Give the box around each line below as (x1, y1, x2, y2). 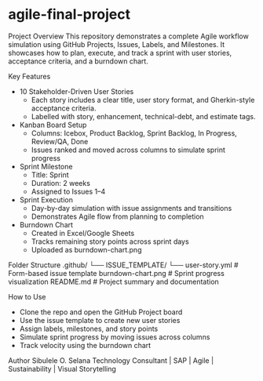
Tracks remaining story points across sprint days (31, 237, 190, 246)
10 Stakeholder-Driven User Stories (19, 86, 134, 96)
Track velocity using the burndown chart (19, 340, 152, 350)
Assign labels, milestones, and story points (19, 324, 159, 333)
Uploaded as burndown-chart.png (31, 245, 142, 254)
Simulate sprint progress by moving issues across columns (19, 332, 210, 342)
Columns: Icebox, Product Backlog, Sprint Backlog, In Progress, (31, 128, 237, 138)
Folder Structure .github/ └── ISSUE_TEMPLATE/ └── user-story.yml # (8, 260, 239, 270)
